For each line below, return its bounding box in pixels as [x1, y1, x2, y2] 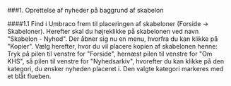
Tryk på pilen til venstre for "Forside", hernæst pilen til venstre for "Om [7, 49, 213, 58]
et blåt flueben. [7, 72, 52, 80]
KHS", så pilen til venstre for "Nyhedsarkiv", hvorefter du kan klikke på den [7, 57, 225, 66]
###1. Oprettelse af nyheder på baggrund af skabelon [7, 6, 164, 14]
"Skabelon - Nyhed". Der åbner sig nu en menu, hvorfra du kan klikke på [7, 35, 218, 43]
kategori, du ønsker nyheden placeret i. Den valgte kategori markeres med [7, 65, 224, 73]
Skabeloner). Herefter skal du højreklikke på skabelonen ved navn [7, 27, 199, 35]
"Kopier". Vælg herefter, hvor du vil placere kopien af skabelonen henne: [7, 42, 218, 50]
